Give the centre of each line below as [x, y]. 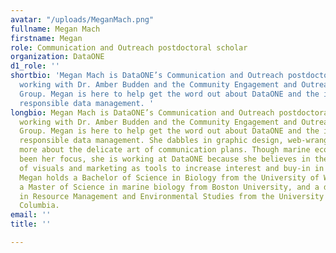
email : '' [31, 215]
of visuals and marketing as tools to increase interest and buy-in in [172, 168]
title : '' [31, 224]
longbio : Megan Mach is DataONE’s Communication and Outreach [142, 112]
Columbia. [39, 206]
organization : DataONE [57, 57]
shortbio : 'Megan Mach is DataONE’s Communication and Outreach [147, 76]
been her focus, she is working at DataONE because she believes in [165, 159]
